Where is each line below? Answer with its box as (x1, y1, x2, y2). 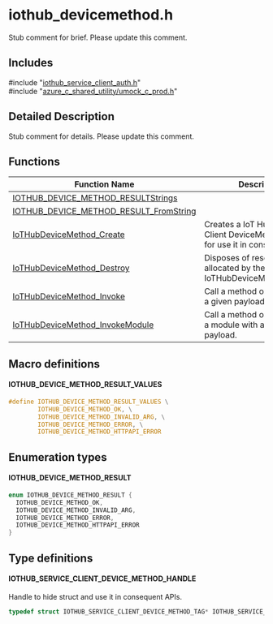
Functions (8, 154, 61, 168)
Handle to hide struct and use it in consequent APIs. (8, 592, 183, 601)
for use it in (204, 239, 248, 251)
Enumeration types (8, 450, 107, 464)
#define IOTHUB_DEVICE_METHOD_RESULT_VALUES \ (8, 398, 169, 406)
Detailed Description (8, 110, 115, 123)
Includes (8, 56, 54, 70)
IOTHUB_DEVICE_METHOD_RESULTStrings (12, 192, 178, 204)
